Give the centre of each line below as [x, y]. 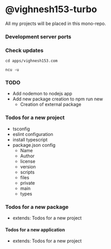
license [28, 161]
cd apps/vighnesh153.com [31, 61]
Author [27, 156]
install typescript [30, 140]
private [28, 183]
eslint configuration [33, 134]
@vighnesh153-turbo [51, 9]
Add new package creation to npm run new [58, 99]
